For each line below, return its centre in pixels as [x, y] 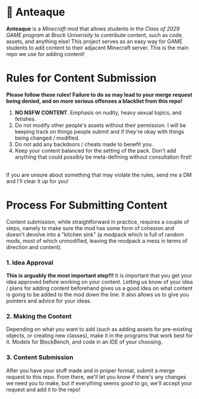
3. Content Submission [40, 357]
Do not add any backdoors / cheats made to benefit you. [84, 144]
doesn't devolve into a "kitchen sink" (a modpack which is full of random [95, 234]
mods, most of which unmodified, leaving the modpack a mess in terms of [97, 240]
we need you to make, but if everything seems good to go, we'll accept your [99, 383]
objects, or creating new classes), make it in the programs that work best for [99, 336]
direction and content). [34, 247]
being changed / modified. [47, 138]
